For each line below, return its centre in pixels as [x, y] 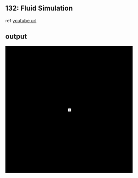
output [16, 37]
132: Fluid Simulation [39, 8]
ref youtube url [21, 20]
